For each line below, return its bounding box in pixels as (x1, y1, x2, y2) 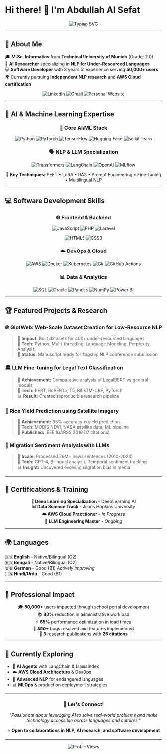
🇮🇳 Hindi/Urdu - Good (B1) (5, 571, 62, 577)
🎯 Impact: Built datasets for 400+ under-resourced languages (17, 335, 145, 341)
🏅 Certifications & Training (5, 485, 88, 494)
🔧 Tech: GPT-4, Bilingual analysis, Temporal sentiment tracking (17, 458, 147, 465)
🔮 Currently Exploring (5, 650, 74, 659)
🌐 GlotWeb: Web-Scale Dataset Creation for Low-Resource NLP (5, 324, 162, 331)
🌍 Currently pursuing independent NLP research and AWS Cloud (5, 74, 141, 80)
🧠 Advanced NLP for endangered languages (12, 676, 103, 682)
